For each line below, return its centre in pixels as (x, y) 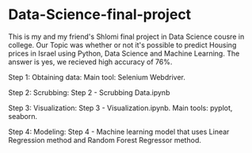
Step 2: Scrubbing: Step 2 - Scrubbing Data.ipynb (89, 92)
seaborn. (23, 116)
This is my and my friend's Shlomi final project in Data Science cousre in (126, 36)
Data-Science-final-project (100, 15)
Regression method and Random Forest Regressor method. (105, 140)
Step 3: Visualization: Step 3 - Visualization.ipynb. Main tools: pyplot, (120, 108)
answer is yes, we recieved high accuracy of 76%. (90, 62)
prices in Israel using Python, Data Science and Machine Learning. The (124, 53)
